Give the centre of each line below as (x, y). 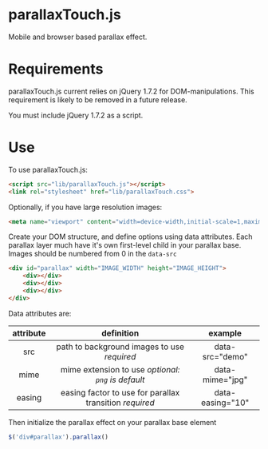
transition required (120, 403)
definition (120, 333)
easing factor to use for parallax (120, 392)
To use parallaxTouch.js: (48, 169)
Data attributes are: (40, 313)
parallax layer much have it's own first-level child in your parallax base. (125, 245)
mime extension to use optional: (120, 369)
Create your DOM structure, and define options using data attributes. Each (130, 236)
